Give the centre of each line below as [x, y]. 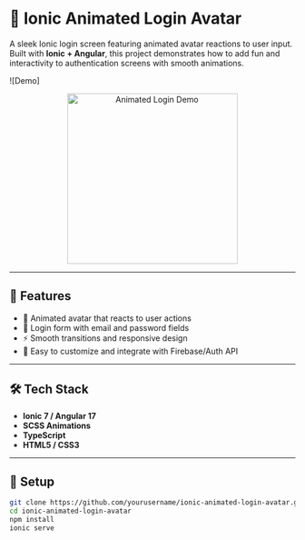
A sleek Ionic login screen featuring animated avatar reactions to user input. [151, 44]
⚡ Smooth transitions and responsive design [105, 338]
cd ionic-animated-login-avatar [70, 511]
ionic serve [32, 528]
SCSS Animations [56, 425]
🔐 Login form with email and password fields [106, 327]
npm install [32, 520]
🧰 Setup [32, 481]
